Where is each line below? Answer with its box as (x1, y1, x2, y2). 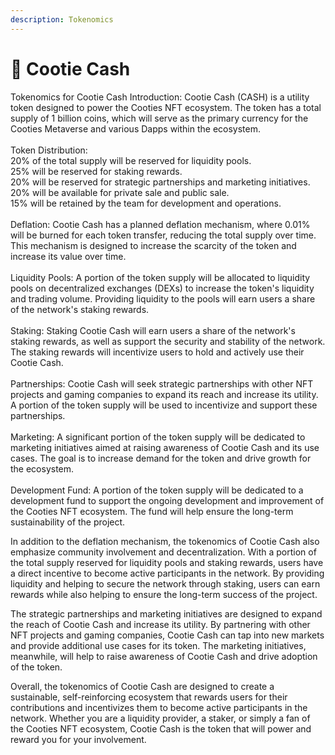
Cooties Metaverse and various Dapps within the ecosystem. (10, 122, 262, 135)
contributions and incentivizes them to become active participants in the (10, 701, 308, 713)
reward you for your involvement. (10, 733, 147, 745)
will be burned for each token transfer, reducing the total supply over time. (10, 229, 317, 241)
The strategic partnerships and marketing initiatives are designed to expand (10, 607, 323, 620)
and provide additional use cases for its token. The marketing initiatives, (10, 639, 307, 651)
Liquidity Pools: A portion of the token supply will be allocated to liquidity (10, 271, 311, 283)
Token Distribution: (10, 144, 88, 156)
